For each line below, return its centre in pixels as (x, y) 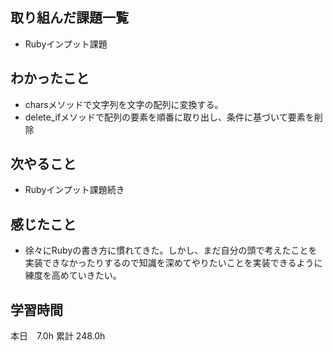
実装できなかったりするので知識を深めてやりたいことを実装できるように (173, 263)
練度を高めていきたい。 (73, 275)
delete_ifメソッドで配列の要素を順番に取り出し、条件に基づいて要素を (169, 117)
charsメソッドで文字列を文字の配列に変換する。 (124, 104)
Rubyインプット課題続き (74, 190)
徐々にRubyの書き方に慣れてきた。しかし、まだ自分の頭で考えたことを (171, 250)
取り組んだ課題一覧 (69, 18)
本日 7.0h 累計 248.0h (58, 336)
